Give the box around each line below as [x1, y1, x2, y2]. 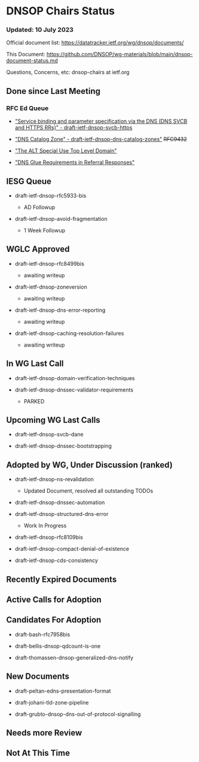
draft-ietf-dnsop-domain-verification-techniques [14, 374, 135, 381]
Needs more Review [6, 728, 82, 738]
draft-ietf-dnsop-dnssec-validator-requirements [14, 386, 133, 393]
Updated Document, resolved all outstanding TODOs [23, 487, 154, 494]
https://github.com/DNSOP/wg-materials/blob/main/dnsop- [47, 51, 193, 58]
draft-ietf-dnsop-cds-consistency [14, 557, 99, 564]
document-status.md [6, 57, 58, 64]
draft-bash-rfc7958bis [14, 630, 71, 638]
